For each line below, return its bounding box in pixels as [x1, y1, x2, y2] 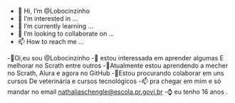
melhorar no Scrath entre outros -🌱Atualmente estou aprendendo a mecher [7, 61, 229, 70]
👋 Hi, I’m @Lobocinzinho [17, 7, 90, 15]
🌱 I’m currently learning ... [17, 22, 94, 30]
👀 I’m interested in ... [17, 14, 78, 23]
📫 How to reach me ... [17, 38, 84, 45]
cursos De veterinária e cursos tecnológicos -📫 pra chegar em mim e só [7, 77, 221, 85]
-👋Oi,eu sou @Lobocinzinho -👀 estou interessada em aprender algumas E [7, 54, 224, 62]
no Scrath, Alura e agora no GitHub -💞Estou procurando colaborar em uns [7, 69, 224, 77]
